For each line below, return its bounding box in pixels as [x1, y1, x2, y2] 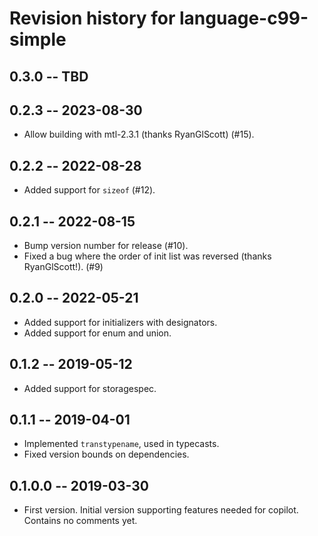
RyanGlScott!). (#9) [23, 261, 104, 273]
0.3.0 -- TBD [9, 68, 89, 85]
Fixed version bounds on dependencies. [23, 448, 190, 461]
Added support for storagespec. [23, 382, 157, 394]
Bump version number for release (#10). [23, 240, 189, 252]
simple [9, 28, 67, 51]
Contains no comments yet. [23, 515, 138, 527]
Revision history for [9, 7, 176, 30]
